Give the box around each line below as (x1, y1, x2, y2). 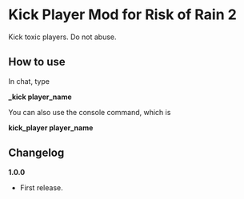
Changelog (8, 146, 65, 160)
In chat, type (8, 76, 50, 86)
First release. (19, 182, 63, 193)
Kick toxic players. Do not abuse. (8, 32, 118, 42)
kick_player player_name (8, 122, 94, 133)
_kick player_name (8, 92, 72, 101)
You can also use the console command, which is (8, 107, 171, 117)
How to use (8, 55, 66, 69)
